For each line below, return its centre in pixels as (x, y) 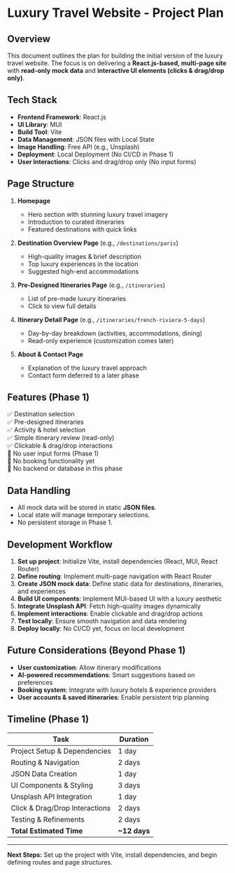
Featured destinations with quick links (82, 229)
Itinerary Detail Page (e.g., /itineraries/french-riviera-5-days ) (111, 319)
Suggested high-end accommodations (83, 271)
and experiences (42, 592)
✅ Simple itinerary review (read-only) (61, 438)
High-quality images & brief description (85, 256)
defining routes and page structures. (60, 862)
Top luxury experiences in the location (83, 264)
